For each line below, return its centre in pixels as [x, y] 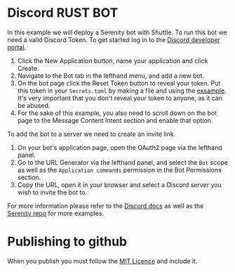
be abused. [34, 105]
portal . [17, 47]
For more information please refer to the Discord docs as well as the [106, 205]
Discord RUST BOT [63, 13]
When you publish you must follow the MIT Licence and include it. [102, 261]
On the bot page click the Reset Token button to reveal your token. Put [119, 83]
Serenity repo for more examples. [56, 213]
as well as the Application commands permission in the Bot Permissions [120, 170]
